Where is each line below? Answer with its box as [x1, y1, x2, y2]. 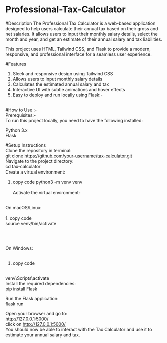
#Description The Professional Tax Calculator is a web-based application [5, 20, 156, 26]
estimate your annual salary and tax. [5, 332, 80, 338]
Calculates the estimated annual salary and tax [12, 81, 109, 87]
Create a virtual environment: [5, 169, 66, 175]
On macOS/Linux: [5, 204, 42, 210]
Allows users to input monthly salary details [12, 76, 103, 82]
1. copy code [5, 215, 32, 221]
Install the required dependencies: [5, 280, 76, 286]
